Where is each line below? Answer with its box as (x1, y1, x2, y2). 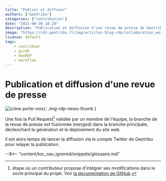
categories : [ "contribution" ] (5, 16, 68, 21)
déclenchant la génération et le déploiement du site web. (5, 126, 121, 132)
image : (5, 30, 19, 35)
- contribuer (14, 44, 41, 49)
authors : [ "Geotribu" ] (5, 12, 52, 17)
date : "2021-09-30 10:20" (5, 21, 58, 26)
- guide (14, 48, 30, 53)
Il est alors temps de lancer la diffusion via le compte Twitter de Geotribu (5, 136, 153, 142)
